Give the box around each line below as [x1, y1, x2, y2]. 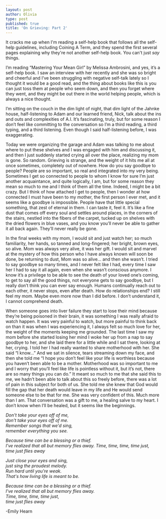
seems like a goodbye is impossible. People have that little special [5, 199, 140, 205]
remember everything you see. [5, 428, 68, 434]
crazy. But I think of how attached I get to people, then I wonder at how [5, 189, 150, 195]
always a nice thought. [5, 96, 52, 102]
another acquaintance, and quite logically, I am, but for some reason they [5, 179, 155, 185]
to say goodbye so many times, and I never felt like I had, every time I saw [5, 262, 156, 268]
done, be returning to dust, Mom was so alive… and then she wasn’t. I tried [5, 256, 158, 262]
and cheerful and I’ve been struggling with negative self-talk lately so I [5, 75, 149, 81]
